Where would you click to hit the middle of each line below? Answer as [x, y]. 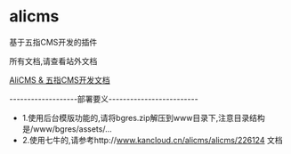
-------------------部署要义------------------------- [104, 99]
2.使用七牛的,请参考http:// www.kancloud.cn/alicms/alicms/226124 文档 [152, 140]
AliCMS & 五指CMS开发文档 [60, 80]
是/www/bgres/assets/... [67, 129]
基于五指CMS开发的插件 [53, 42]
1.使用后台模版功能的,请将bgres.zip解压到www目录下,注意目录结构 [143, 118]
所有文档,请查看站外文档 [53, 61]
